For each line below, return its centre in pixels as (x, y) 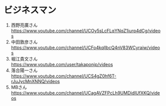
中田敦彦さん (24, 42)
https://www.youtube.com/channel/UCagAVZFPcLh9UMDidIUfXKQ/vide (85, 92)
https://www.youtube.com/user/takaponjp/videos (62, 64)
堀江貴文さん (24, 58)
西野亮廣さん (24, 25)
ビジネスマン (30, 10)
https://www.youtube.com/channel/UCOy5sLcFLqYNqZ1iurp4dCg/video (86, 30)
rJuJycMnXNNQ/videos (35, 81)
